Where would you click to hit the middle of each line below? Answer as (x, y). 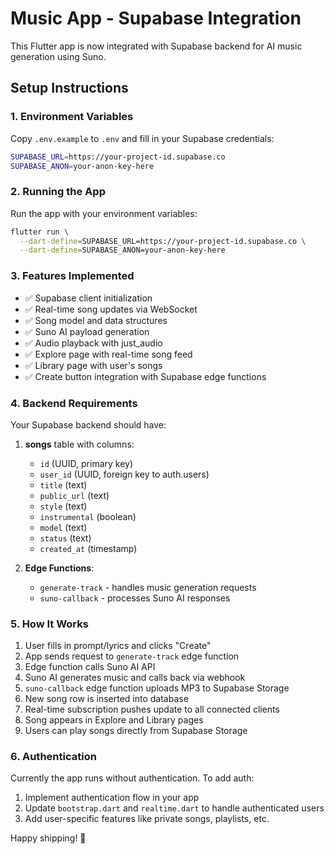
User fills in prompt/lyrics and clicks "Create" (118, 646)
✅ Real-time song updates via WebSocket (111, 309)
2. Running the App (58, 192)
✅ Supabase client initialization (88, 298)
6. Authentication (53, 757)
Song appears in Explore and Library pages (114, 720)
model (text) (63, 527)
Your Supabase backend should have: (88, 424)
